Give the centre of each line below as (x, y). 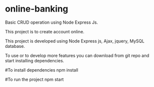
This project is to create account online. (45, 31)
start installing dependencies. (35, 60)
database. (15, 46)
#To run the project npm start (34, 79)
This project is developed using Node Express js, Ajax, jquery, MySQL (75, 41)
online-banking (37, 9)
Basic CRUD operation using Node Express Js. (51, 22)
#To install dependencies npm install (42, 70)
